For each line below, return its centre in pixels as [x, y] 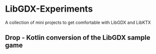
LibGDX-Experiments [49, 9]
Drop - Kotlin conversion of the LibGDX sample [78, 38]
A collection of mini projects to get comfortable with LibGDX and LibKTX [78, 22]
